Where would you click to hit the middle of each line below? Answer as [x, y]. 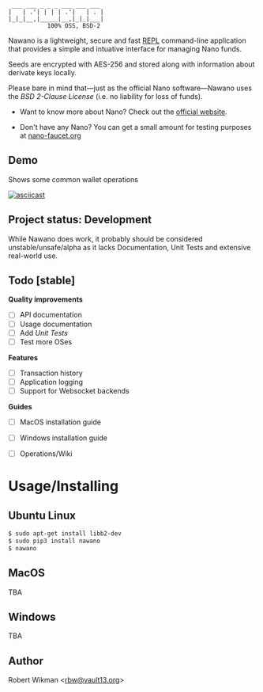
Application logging [51, 382]
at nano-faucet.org [50, 135]
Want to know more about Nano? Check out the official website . [123, 112]
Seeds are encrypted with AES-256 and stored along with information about [131, 64]
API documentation [51, 315]
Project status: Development [80, 220]
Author [26, 661]
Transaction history [51, 373]
